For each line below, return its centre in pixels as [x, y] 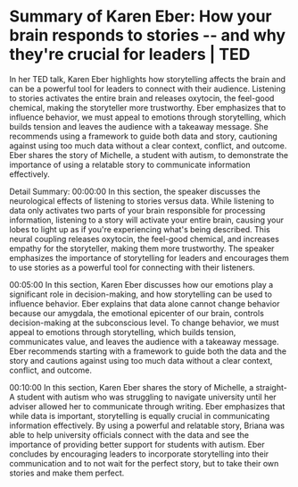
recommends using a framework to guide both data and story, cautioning [144, 136]
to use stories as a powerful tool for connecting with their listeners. [132, 267]
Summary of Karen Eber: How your [141, 17]
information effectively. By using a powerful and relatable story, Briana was [147, 425]
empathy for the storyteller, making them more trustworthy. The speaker [142, 248]
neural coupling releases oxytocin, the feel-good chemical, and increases [144, 239]
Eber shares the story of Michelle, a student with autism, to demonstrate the [149, 155]
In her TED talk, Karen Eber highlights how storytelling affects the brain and [147, 79]
